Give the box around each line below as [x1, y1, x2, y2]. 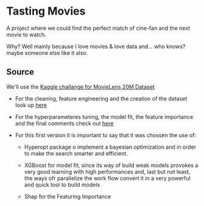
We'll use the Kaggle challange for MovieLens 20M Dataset [6, 83, 155, 90]
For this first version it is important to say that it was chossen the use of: [15, 131, 197, 138]
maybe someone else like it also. [6, 49, 88, 56]
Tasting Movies [6, 4, 86, 18]
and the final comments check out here [15, 119, 114, 127]
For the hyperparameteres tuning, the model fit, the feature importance [15, 113, 194, 120]
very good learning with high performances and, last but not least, [24, 168, 191, 175]
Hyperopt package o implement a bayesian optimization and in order [24, 143, 197, 151]
